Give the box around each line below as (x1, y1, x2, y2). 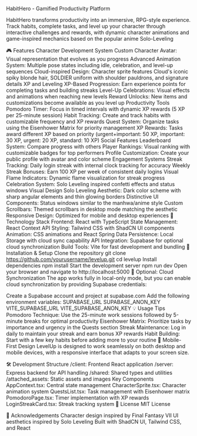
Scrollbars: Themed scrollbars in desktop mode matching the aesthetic (6, 206, 178, 213)
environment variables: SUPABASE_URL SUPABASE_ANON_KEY (6, 299, 161, 305)
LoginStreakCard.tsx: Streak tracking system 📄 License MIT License (6, 401, 171, 407)
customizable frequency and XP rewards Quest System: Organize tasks (6, 118, 179, 125)
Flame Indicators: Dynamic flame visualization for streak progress (6, 174, 165, 181)
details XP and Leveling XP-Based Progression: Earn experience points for (6, 81, 186, 87)
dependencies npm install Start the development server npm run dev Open (6, 262, 187, 269)
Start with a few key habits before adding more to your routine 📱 (6, 336, 162, 343)
